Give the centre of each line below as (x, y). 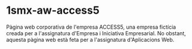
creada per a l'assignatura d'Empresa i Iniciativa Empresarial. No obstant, (96, 33)
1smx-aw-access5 (53, 10)
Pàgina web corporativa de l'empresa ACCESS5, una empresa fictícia (91, 27)
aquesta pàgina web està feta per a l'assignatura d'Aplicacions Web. (90, 39)
